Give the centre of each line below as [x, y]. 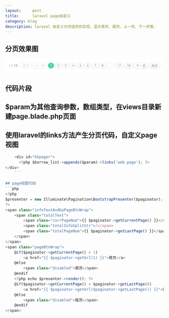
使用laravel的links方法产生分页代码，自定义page [81, 135]
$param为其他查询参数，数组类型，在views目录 [80, 107]
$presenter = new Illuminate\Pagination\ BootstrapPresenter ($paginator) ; [84, 199]
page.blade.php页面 [44, 116]
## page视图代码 [21, 183]
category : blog [21, 21]
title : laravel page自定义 [38, 16]
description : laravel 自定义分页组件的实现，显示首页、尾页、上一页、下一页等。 [81, 27]
